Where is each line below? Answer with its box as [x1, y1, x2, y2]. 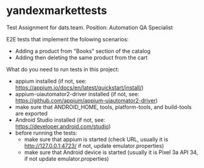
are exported [15, 110, 47, 117]
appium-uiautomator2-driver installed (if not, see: [15, 90, 139, 97]
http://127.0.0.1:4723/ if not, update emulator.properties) [24, 142, 164, 149]
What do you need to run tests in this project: [6, 65, 120, 73]
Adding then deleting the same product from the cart [15, 54, 148, 61]
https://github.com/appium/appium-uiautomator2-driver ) [15, 97, 158, 104]
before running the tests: [15, 129, 77, 136]
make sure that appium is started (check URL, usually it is [24, 135, 169, 143]
